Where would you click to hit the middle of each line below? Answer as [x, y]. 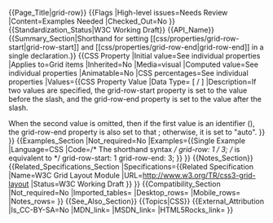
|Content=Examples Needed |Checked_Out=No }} [92, 21]
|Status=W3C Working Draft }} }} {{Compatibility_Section [126, 184]
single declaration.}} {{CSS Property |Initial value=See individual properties [134, 56]
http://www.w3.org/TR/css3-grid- [199, 175]
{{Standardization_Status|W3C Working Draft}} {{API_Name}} [111, 30]
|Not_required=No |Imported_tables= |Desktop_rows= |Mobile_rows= [125, 192]
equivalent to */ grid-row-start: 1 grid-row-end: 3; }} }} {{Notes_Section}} [131, 158]
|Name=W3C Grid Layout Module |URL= [76, 175]
